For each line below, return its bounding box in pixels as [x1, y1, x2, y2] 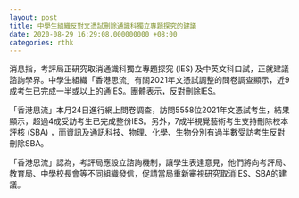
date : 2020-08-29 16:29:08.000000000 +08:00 [9, 29, 178, 38]
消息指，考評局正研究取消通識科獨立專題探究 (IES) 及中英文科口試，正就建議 [9, 63, 290, 74]
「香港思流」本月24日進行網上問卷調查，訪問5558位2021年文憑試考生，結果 [9, 104, 290, 116]
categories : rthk [9, 37, 74, 47]
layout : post [9, 12, 58, 22]
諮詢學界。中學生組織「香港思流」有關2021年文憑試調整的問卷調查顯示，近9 [9, 75, 290, 86]
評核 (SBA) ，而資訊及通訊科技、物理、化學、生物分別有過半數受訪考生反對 [9, 127, 286, 138]
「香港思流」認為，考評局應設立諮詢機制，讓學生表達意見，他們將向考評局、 [9, 157, 291, 168]
